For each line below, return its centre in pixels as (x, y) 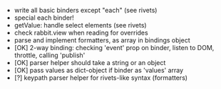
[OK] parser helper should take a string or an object (90, 63)
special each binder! (44, 18)
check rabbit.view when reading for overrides (81, 32)
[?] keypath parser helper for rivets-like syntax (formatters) (101, 78)
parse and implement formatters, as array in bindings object (102, 40)
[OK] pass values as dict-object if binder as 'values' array (99, 70)
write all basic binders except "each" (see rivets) (86, 10)
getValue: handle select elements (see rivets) (81, 25)
